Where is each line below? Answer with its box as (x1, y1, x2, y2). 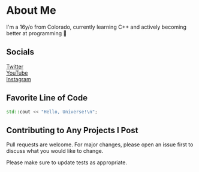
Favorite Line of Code (6, 93, 88, 103)
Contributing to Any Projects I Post (6, 125, 138, 135)
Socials (6, 47, 35, 57)
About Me (6, 4, 56, 17)
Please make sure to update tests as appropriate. (6, 159, 128, 166)
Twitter (6, 63, 24, 70)
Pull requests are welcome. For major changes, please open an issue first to (6, 141, 194, 148)
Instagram (6, 75, 31, 82)
